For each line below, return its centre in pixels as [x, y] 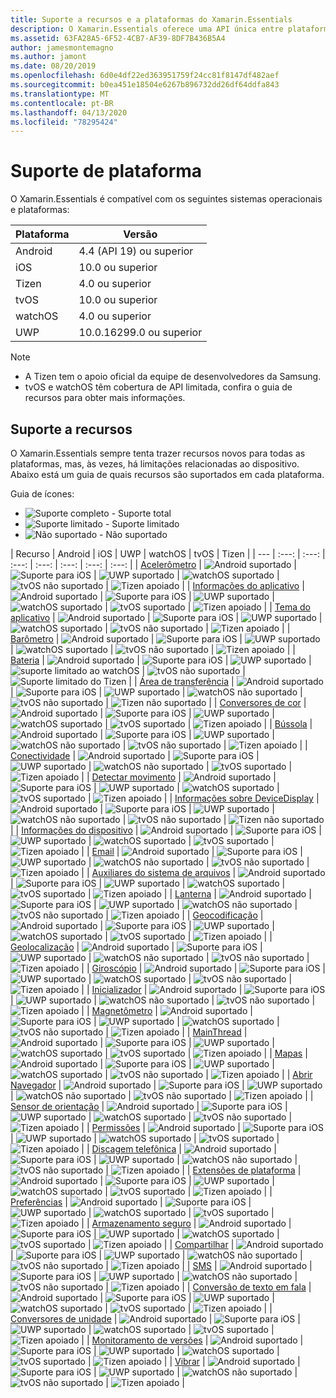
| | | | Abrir [208, 1074]
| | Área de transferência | [181, 681]
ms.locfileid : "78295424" [64, 122]
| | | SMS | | [209, 1265]
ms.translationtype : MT [60, 94]
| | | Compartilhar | [161, 1244]
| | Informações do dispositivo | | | [166, 830]
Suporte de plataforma [106, 171]
